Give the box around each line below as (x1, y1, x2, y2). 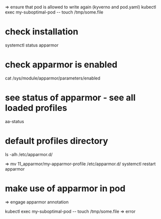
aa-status (5, 118, 24, 124)
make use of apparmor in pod (5, 183, 126, 194)
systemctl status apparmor (5, 42, 59, 48)
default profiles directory (5, 136, 108, 146)
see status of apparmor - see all (5, 92, 136, 103)
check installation (5, 26, 79, 37)
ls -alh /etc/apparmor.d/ (5, 151, 53, 157)
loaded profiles (5, 103, 67, 113)
